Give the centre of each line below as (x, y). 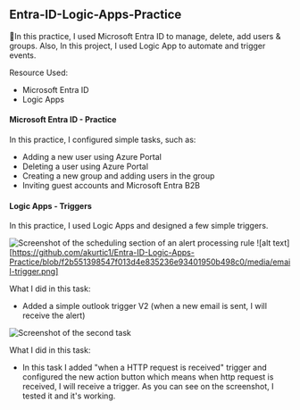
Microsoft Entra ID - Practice (63, 120)
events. (23, 55)
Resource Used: (39, 72)
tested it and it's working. (69, 396)
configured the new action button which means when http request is (148, 377)
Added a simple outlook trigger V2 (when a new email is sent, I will (145, 306)
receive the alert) (54, 315)
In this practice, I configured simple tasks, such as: (103, 140)
